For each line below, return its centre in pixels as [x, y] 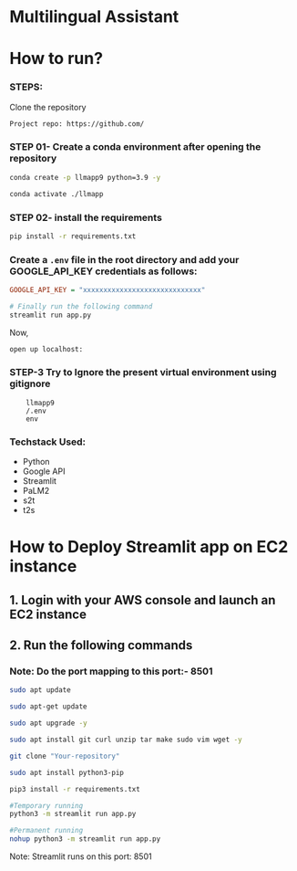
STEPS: [26, 87]
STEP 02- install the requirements [86, 217]
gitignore [30, 383]
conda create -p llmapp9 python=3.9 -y [85, 177]
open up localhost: [46, 349]
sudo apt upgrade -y [49, 723]
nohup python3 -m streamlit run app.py [85, 839]
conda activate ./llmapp [56, 194]
